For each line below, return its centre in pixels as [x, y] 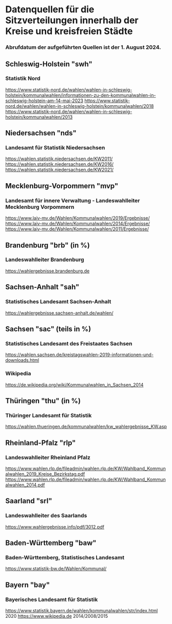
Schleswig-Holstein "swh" [49, 64]
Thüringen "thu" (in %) [43, 401]
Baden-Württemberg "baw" [51, 543]
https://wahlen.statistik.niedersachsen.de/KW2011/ [59, 159]
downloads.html [22, 360]
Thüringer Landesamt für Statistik [49, 415]
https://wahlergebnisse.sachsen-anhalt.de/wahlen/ [60, 313]
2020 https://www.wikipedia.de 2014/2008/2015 [57, 616]
